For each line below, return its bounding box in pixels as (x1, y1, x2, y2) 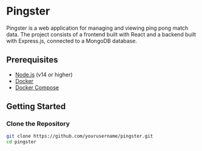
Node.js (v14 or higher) (15, 71, 73, 78)
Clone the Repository (6, 119, 70, 128)
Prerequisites (6, 55, 58, 65)
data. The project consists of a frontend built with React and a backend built (6, 30, 196, 38)
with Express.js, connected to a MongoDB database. (6, 37, 138, 44)
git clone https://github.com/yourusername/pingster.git (6, 133, 153, 139)
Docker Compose (15, 84, 59, 91)
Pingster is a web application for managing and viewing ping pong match (6, 24, 189, 32)
